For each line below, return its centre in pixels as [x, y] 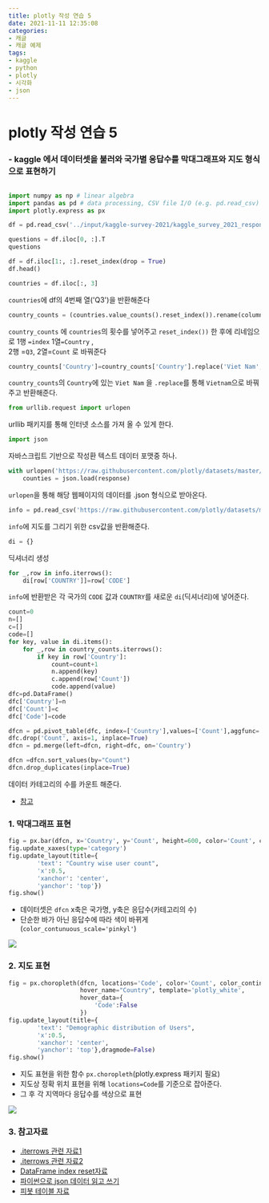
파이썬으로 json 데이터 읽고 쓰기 [70, 1181]
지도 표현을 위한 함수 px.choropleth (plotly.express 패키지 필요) [120, 1074]
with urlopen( [32, 471]
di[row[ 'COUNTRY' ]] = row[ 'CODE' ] [76, 581]
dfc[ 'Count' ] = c [34, 709]
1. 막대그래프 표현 [40, 824]
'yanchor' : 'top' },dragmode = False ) [96, 1050]
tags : [17, 53]
